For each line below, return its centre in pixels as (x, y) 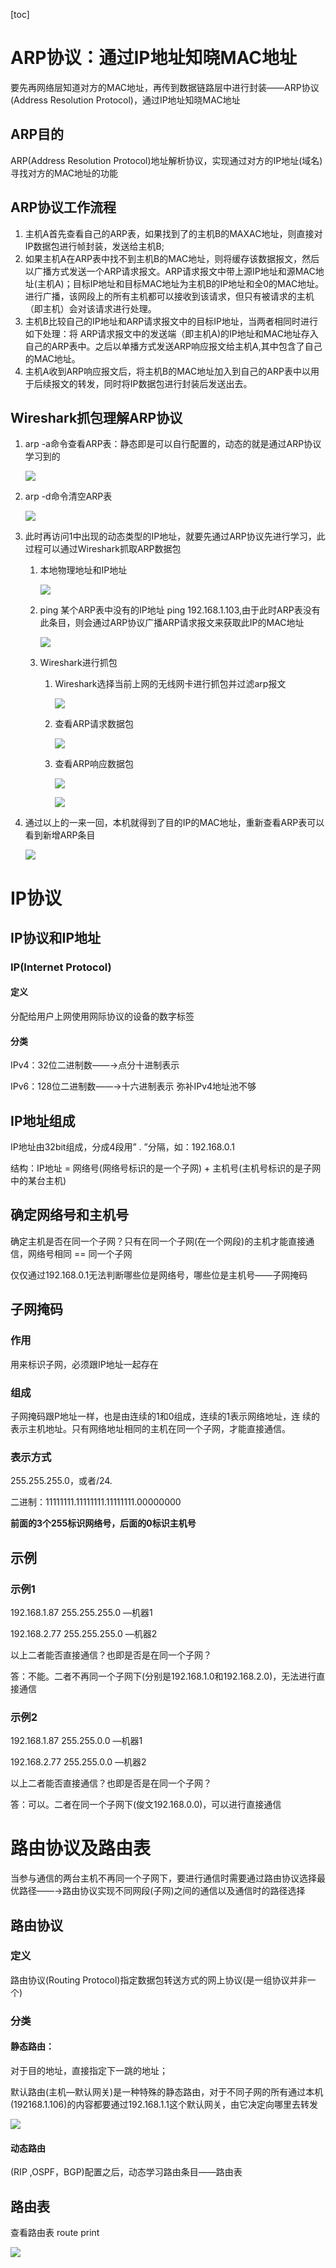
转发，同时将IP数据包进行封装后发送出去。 (165, 383)
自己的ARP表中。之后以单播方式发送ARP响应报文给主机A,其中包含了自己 (173, 346)
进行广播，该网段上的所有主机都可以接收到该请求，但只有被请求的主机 (169, 296)
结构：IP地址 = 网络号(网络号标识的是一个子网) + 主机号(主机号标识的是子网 (166, 1168)
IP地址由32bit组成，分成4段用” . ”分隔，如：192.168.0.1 (122, 1147)
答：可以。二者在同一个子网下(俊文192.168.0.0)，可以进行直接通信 (146, 1805)
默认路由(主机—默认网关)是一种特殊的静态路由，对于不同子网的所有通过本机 (167, 2091)
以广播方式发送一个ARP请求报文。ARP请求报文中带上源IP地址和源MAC (170, 271)
